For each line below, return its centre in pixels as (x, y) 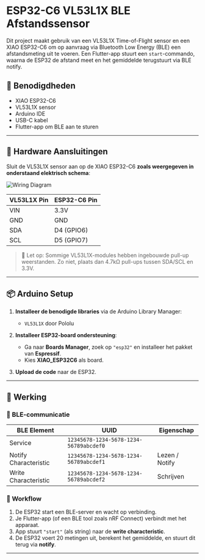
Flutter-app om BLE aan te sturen (57, 127)
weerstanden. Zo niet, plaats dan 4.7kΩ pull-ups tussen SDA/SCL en (107, 261)
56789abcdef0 (86, 446)
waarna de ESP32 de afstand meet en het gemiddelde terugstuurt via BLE (99, 60)
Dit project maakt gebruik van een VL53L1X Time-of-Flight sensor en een (98, 40)
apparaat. (27, 525)
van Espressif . (43, 354)
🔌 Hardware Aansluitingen (57, 151)
